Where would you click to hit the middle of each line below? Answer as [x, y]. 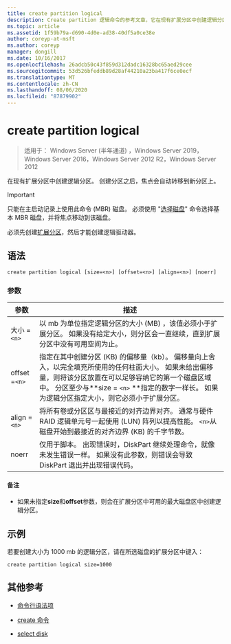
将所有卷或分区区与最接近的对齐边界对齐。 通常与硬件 [126, 411]
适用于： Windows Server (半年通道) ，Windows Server [103, 150]
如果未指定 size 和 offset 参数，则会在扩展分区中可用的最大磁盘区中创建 [116, 502]
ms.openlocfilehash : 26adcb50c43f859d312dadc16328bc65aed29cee [100, 65]
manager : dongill [32, 52]
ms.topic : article [33, 26]
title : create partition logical [55, 13]
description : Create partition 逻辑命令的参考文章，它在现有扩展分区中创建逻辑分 [115, 20]
